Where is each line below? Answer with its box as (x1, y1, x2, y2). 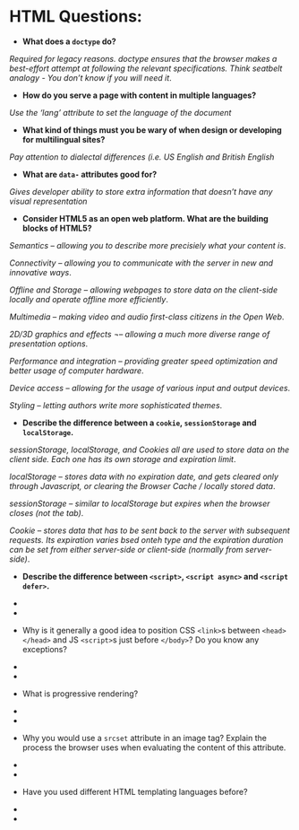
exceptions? (21, 643, 67, 654)
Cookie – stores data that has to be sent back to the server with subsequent (9, 525, 291, 536)
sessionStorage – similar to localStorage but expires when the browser (9, 498, 270, 509)
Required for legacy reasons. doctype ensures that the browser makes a (9, 53, 278, 64)
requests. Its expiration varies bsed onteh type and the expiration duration (9, 534, 284, 545)
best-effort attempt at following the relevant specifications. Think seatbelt (9, 63, 283, 74)
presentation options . (9, 338, 89, 349)
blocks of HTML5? (21, 223, 92, 233)
